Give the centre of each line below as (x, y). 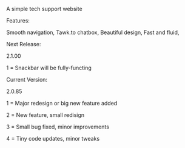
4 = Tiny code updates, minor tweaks (53, 139)
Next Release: (24, 44)
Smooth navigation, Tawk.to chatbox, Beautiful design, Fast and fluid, (93, 32)
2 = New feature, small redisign (45, 115)
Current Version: (27, 79)
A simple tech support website (45, 9)
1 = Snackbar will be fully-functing (49, 68)
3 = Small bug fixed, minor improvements (58, 127)
